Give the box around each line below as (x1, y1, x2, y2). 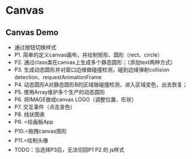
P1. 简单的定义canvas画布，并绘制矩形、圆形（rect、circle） (14, 51, 163, 58)
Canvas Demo (5, 27, 59, 38)
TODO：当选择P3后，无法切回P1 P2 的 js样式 (14, 146, 125, 153)
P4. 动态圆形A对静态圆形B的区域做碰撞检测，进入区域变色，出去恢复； (14, 81, 188, 88)
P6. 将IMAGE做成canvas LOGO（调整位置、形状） (14, 96, 137, 103)
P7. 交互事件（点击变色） (14, 104, 76, 110)
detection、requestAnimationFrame (14, 74, 102, 80)
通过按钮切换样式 (14, 44, 57, 51)
